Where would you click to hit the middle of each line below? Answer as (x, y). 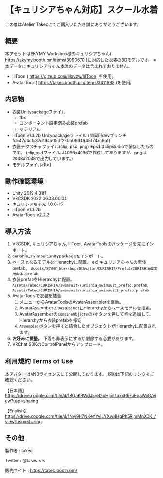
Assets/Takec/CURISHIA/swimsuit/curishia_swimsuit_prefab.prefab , (80, 285)
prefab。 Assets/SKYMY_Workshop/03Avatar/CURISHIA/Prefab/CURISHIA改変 (85, 268)
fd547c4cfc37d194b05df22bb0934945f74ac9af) (61, 140)
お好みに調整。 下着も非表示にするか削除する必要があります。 (74, 339)
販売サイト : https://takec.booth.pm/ (41, 470)
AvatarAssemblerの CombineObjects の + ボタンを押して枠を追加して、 (86, 314)
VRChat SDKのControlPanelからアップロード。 (59, 344)
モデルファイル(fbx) (32, 164)
